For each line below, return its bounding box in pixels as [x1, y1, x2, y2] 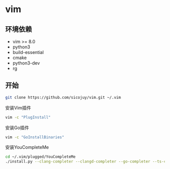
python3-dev [12, 60, 40, 66]
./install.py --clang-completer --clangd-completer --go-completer [5, 159, 151, 164]
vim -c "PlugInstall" [5, 115, 51, 120]
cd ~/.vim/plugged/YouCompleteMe [5, 154, 76, 159]
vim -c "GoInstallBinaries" [5, 135, 65, 140]
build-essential [12, 49, 44, 55]
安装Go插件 [5, 125, 29, 131]
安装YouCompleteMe [5, 144, 49, 150]
